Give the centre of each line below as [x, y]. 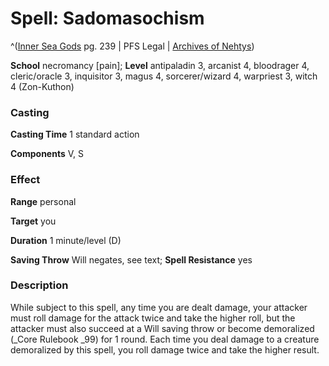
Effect [25, 180]
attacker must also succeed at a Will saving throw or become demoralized [162, 328]
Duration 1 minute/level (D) [66, 240]
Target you [33, 221]
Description [39, 285]
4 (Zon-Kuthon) [42, 86]
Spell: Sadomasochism [107, 18]
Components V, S [47, 154]
